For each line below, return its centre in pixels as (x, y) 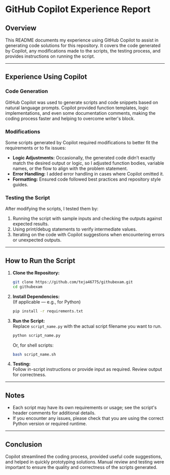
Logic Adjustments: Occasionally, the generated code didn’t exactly (84, 157)
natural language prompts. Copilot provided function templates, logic (77, 108)
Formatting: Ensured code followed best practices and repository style (87, 179)
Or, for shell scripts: (33, 345)
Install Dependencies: (36, 296)
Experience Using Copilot (46, 77)
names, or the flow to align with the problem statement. (70, 168)
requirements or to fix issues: (36, 148)
